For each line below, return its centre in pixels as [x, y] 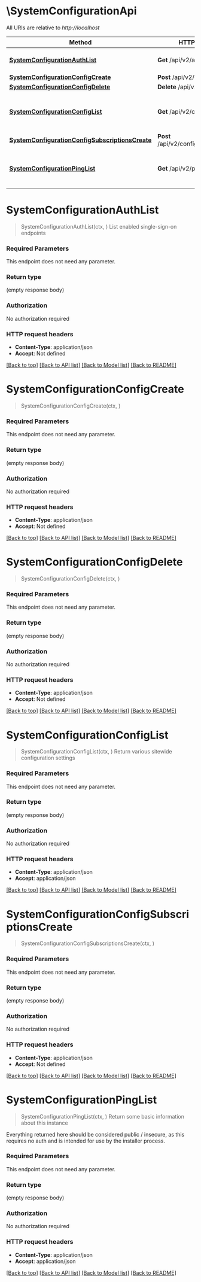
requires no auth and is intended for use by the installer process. [86, 1141]
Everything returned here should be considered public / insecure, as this [95, 1134]
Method [80, 42]
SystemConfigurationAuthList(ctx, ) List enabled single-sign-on [99, 226]
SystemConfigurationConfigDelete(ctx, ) [70, 579]
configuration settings [48, 758]
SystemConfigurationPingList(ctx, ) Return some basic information [102, 1116]
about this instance [44, 1123]
